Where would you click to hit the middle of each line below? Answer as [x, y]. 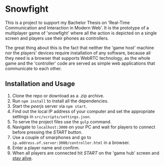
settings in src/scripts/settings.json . [51, 117]
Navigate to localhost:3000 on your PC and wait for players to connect [84, 127]
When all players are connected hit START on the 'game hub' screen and [86, 153]
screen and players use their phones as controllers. [57, 38]
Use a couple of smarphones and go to [52, 137]
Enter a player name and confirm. [46, 147]
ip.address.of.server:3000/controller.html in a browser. [71, 142]
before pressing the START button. [47, 132]
